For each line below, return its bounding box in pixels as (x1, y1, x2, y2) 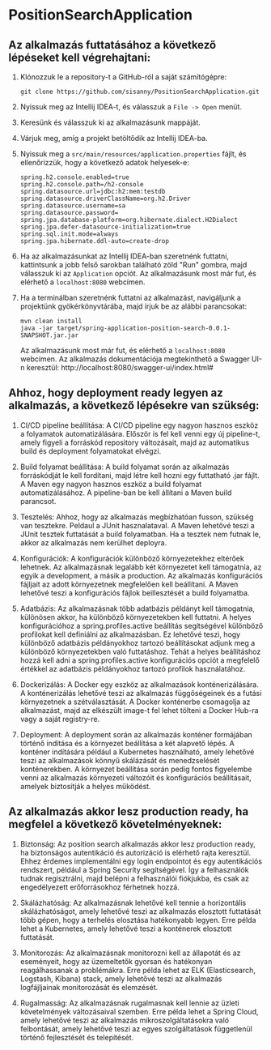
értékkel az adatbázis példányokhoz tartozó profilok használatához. (19, 664, 246, 673)
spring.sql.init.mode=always (19, 230, 119, 238)
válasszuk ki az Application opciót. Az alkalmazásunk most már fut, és (19, 269, 256, 278)
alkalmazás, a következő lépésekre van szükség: (8, 399, 260, 412)
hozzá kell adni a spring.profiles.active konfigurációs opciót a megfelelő (19, 655, 260, 665)
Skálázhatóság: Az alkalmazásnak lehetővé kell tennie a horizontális (19, 898, 247, 907)
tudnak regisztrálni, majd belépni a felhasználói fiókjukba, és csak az (19, 873, 249, 883)
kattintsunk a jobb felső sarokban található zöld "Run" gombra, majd (19, 260, 248, 269)
